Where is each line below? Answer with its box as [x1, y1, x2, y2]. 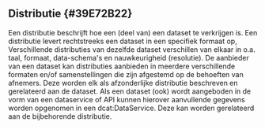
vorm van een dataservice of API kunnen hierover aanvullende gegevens [8, 94, 245, 104]
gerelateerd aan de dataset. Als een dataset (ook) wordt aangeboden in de [8, 87, 252, 96]
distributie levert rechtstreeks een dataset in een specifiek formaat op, [8, 36, 237, 46]
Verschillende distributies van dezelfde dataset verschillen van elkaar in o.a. [8, 44, 256, 54]
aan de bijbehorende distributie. [8, 111, 112, 121]
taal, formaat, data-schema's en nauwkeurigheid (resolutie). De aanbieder [8, 53, 249, 62]
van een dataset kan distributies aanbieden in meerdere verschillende [8, 61, 236, 71]
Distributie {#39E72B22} [8, 7, 133, 20]
